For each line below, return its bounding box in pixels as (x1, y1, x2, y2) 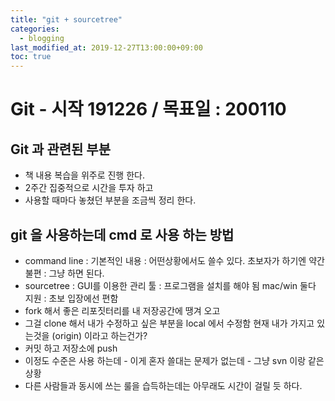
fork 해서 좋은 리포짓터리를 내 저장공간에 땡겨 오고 (24, 304, 221, 316)
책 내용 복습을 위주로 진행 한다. (24, 169, 145, 181)
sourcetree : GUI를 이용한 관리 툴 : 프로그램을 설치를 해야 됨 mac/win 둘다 (24, 279, 317, 291)
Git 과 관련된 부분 (10, 141, 111, 158)
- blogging (19, 33, 65, 43)
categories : (10, 24, 60, 34)
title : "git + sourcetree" (10, 14, 123, 25)
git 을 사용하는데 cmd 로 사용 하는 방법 (10, 226, 235, 243)
